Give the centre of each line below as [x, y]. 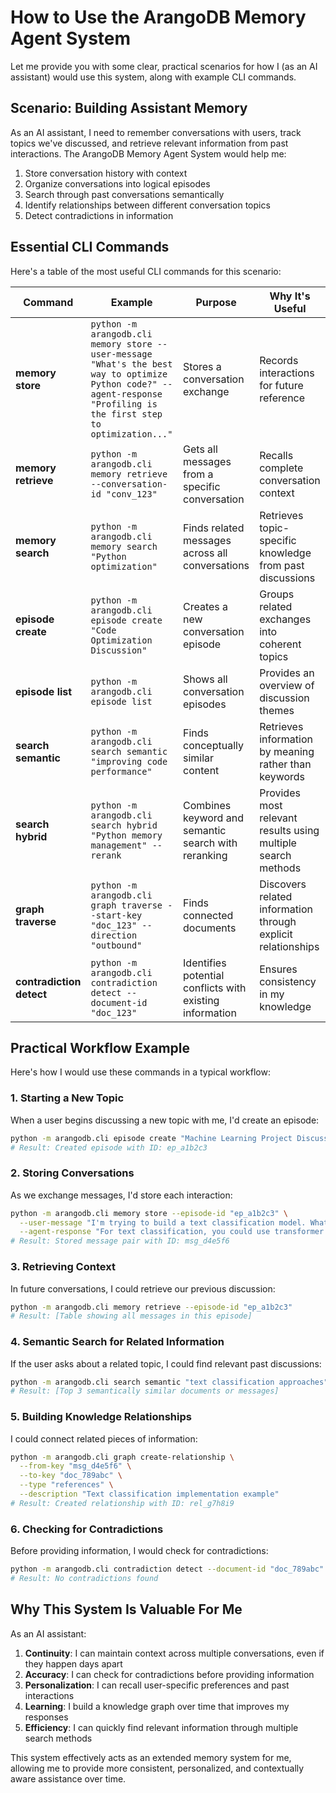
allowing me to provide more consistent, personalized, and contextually [157, 1768]
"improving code [129, 761]
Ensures [278, 969]
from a [198, 474]
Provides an [287, 673]
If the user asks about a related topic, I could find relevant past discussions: [166, 1363]
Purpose [216, 302]
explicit [276, 934]
